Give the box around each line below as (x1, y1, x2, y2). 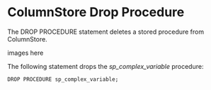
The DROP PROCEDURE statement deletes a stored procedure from (7, 27, 205, 36)
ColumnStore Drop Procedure (7, 4, 185, 20)
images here (7, 49, 44, 57)
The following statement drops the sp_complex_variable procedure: (7, 62, 204, 70)
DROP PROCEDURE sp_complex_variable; (7, 75, 119, 83)
